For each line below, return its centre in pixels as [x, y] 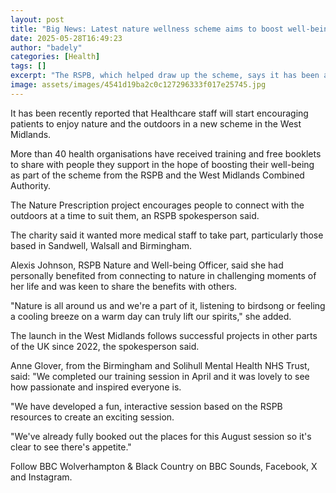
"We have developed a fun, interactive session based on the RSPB [146, 406]
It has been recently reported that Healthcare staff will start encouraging [159, 113]
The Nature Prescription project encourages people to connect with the [157, 205]
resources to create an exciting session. [92, 417]
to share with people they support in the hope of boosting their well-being [162, 164]
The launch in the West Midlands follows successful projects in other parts [164, 335]
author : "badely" [46, 47]
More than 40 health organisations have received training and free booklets [166, 153]
